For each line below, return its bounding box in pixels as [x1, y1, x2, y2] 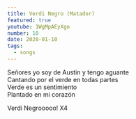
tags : [7, 42, 23, 49]
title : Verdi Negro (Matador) [7, 10, 96, 17]
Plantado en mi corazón [7, 90, 75, 98]
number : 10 [7, 29, 39, 37]
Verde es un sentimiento [7, 83, 77, 91]
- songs [13, 49, 36, 56]
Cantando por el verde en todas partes [7, 75, 119, 84]
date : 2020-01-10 [7, 36, 58, 43]
